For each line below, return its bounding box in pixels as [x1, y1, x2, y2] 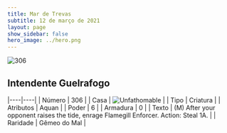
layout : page [7, 23, 46, 31]
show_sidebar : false [7, 30, 69, 38]
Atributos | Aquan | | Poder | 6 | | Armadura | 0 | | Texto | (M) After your [7, 103, 216, 112]
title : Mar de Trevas [7, 10, 72, 18]
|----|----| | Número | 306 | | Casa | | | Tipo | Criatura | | [7, 95, 221, 104]
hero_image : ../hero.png [7, 37, 81, 44]
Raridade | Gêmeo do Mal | [7, 118, 87, 127]
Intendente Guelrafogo [7, 77, 110, 89]
